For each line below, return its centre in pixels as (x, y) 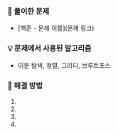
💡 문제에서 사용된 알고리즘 (49, 48)
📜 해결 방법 (25, 86)
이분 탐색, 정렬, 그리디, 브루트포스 (64, 65)
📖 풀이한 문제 (28, 11)
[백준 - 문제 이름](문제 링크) (56, 28)
